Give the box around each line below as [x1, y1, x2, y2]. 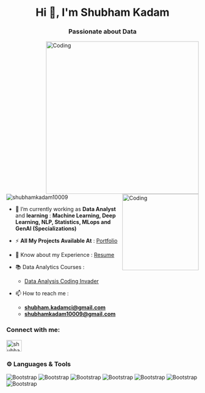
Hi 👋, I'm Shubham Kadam [35, 5, 170, 20]
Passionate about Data [68, 27, 137, 36]
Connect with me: [6, 326, 60, 334]
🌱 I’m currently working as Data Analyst [15, 206, 116, 213]
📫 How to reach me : [15, 290, 69, 297]
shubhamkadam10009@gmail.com [24, 311, 116, 318]
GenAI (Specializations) [15, 225, 77, 233]
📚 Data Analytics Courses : [15, 264, 85, 271]
